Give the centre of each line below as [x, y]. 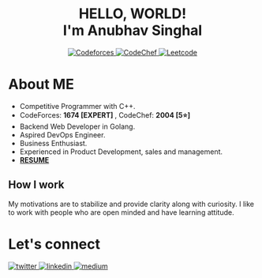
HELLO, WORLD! [133, 14]
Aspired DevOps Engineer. [62, 134]
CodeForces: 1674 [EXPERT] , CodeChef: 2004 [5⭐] [105, 115]
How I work [36, 185]
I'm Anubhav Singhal [133, 30]
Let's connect [54, 244]
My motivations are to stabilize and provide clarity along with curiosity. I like [131, 204]
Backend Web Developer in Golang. [77, 126]
